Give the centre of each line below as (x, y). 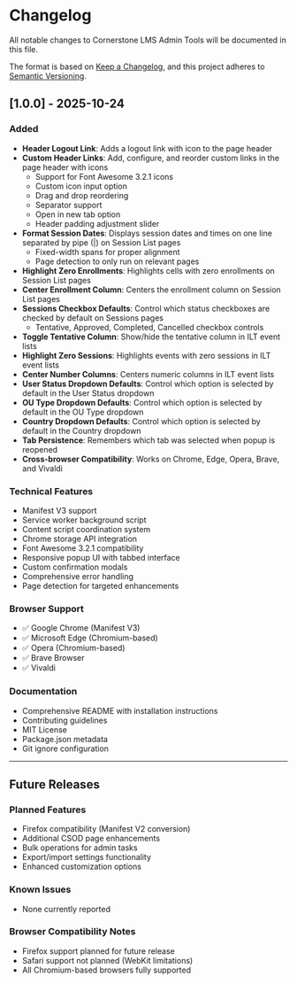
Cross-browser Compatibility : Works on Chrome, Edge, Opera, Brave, (151, 459)
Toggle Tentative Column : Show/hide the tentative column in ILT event (151, 337)
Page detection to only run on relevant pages (117, 261)
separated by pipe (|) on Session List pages (101, 242)
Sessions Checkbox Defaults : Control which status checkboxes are (146, 308)
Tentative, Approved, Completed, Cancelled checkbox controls (149, 327)
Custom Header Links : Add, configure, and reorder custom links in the (151, 158)
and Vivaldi (42, 468)
